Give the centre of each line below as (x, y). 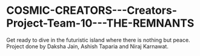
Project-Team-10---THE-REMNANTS (100, 23)
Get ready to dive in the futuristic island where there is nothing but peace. (98, 40)
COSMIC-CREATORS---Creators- (92, 11)
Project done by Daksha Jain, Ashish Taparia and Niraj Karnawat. (87, 46)
